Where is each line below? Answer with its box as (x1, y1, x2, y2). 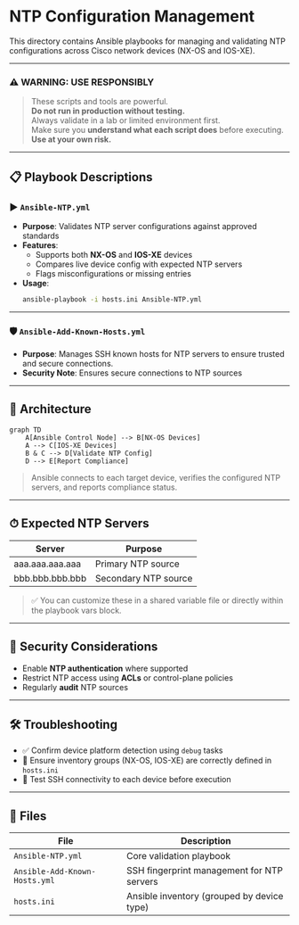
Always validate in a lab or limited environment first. (30, 115, 221, 126)
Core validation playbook (125, 850, 231, 863)
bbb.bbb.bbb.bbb (13, 572, 87, 584)
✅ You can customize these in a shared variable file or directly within (30, 595, 284, 606)
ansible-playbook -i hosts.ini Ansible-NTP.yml (21, 294, 202, 304)
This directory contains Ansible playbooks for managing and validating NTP (9, 36, 287, 46)
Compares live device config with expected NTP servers (35, 259, 243, 269)
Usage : (21, 277, 50, 288)
